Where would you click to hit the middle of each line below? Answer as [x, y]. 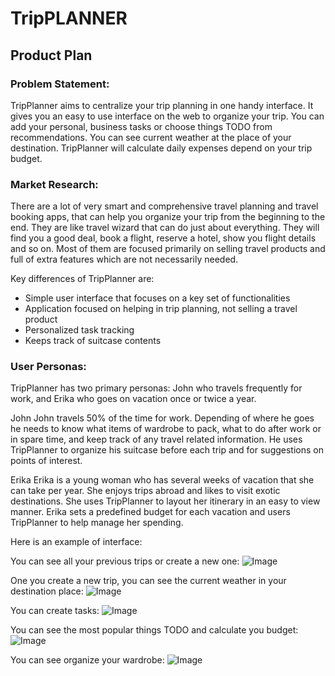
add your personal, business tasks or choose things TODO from [141, 126]
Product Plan [51, 55]
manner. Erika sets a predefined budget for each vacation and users [150, 512]
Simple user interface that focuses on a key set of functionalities [157, 298]
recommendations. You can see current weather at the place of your [151, 137]
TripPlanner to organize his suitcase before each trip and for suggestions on [167, 450]
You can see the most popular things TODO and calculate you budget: [154, 630]
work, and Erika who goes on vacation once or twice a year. [133, 399]
